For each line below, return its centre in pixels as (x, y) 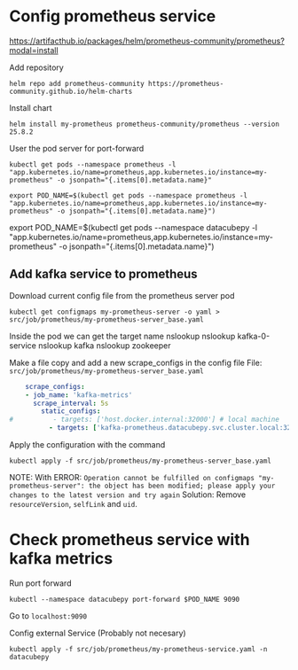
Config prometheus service (113, 16)
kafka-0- (254, 336)
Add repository (36, 67)
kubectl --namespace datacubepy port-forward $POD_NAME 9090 (125, 599)
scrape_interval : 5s (71, 403)
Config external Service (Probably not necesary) (98, 633)
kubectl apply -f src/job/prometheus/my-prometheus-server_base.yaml (141, 461)
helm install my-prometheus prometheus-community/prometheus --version (144, 124)
